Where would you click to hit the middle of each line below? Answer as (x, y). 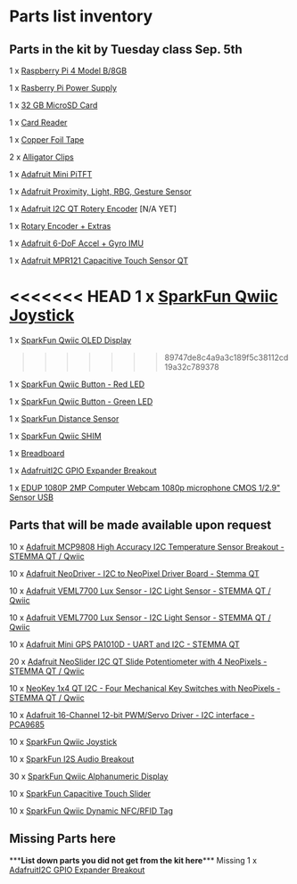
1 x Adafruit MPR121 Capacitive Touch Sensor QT (99, 261)
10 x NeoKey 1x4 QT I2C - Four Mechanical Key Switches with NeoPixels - (145, 688)
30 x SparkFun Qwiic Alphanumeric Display (89, 776)
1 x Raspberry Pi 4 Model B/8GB (68, 70)
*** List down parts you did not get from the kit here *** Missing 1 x (133, 860)
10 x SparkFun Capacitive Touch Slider (80, 793)
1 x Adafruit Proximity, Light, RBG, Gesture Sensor (100, 192)
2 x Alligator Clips (41, 157)
